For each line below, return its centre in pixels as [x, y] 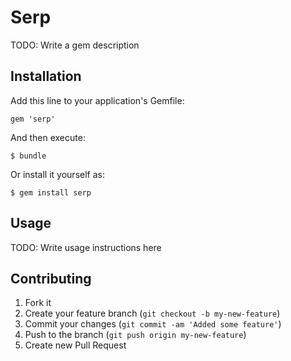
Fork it [38, 303]
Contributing [51, 278]
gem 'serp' [33, 119]
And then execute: [48, 137]
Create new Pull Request [75, 345]
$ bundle [28, 156]
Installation [46, 76]
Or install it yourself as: [57, 174]
